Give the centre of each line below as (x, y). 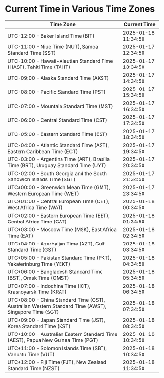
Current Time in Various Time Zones (80, 9)
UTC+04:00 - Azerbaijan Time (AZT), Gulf (56, 244)
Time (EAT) (20, 236)
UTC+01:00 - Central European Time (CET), (59, 201)
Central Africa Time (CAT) (37, 222)
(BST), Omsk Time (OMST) (38, 278)
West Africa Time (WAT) (35, 207)
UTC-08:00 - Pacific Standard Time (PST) (57, 92)
